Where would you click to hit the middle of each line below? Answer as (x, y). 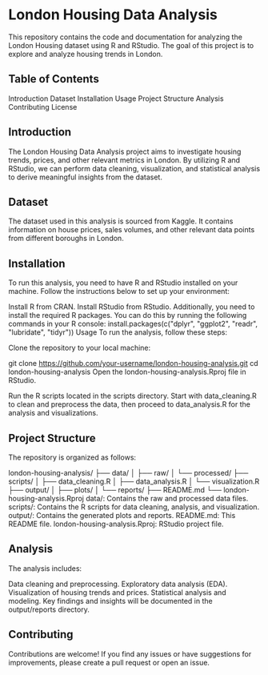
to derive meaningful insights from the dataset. (85, 177)
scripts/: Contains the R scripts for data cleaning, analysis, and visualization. (134, 507)
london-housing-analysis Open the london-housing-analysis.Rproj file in (127, 372)
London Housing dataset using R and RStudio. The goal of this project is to (131, 45)
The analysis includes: (45, 568)
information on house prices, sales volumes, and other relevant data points (132, 230)
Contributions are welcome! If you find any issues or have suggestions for (130, 653)
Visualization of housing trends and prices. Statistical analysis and (117, 592)
